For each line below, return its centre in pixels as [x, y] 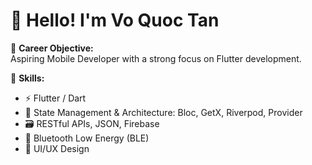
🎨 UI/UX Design [57, 148]
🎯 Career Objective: [52, 48]
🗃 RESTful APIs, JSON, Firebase [92, 123]
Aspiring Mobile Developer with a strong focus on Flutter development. [156, 58]
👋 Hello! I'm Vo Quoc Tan [115, 20]
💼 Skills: [27, 78]
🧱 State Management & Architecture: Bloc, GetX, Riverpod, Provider [163, 112]
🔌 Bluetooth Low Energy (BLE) [87, 138]
